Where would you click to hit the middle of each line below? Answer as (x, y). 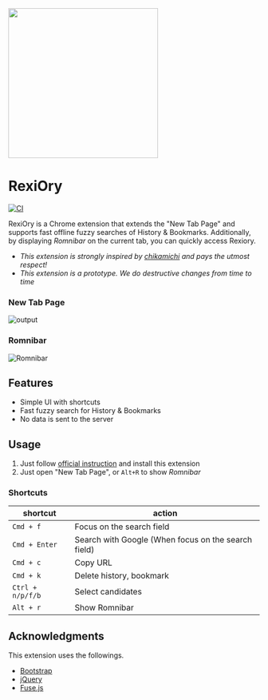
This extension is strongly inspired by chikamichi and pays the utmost (134, 256)
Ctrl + (25, 588)
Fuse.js (32, 688)
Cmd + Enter (35, 545)
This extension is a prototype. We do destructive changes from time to (136, 273)
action (165, 513)
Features (31, 383)
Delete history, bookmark (122, 576)
